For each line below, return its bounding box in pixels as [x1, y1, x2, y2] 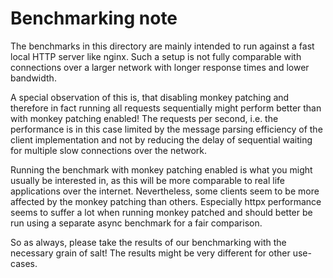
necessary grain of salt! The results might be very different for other [10, 247, 291, 259]
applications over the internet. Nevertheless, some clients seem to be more [10, 185, 320, 197]
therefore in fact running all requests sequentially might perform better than [10, 102, 322, 114]
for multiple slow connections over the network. [10, 144, 207, 156]
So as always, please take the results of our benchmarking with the [10, 236, 287, 248]
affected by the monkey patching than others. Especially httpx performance [10, 195, 322, 207]
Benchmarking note [10, 7, 178, 30]
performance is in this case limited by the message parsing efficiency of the [10, 123, 323, 135]
